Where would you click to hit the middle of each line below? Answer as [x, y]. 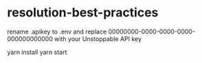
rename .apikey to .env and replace [57, 32]
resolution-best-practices [83, 13]
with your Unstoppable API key [98, 38]
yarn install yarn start [37, 52]
